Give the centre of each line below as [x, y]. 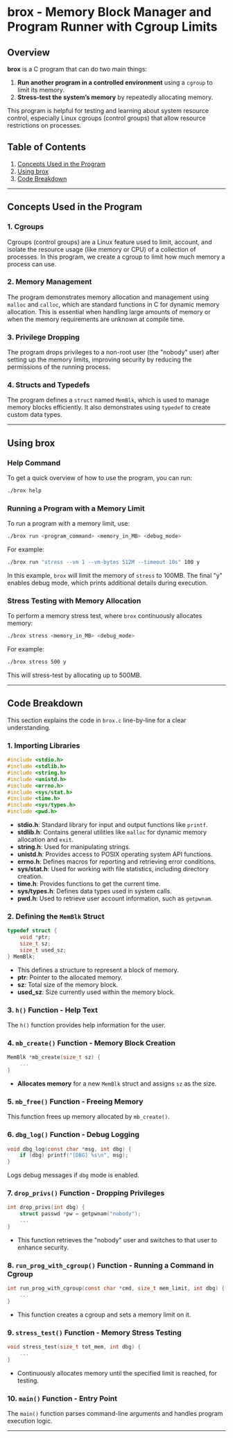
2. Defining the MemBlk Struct [56, 916]
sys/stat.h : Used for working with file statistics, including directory [113, 869]
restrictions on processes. [44, 125]
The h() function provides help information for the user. [87, 1025]
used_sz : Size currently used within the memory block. [96, 992]
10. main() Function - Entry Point [62, 1398]
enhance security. [43, 1247]
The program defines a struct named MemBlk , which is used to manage [108, 400]
